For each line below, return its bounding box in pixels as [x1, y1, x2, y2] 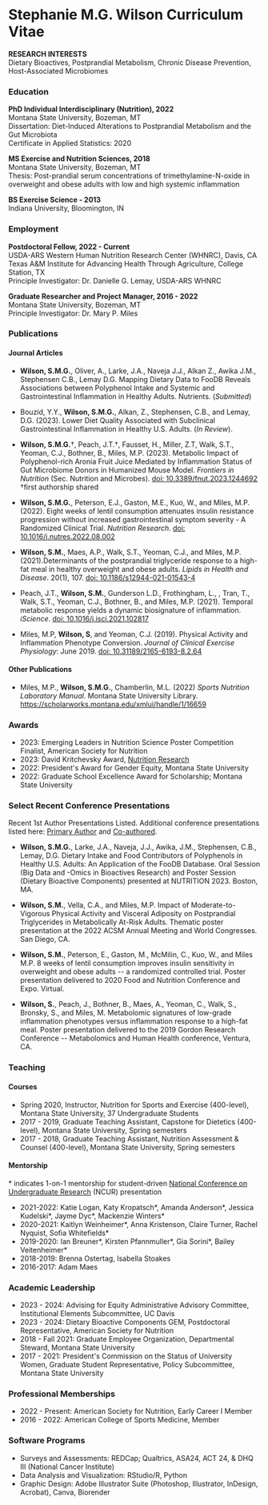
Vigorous [19, 909, 50, 919]
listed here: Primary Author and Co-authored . [8, 827, 158, 836]
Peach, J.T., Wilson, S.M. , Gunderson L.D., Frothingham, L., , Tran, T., [19, 588, 250, 598]
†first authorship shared [19, 482, 98, 492]
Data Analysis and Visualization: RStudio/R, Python [19, 1470, 188, 1479]
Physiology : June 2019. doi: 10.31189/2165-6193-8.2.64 [19, 646, 202, 656]
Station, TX [8, 267, 46, 277]
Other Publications [8, 665, 72, 674]
